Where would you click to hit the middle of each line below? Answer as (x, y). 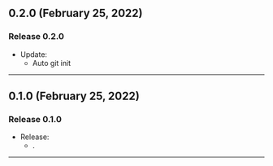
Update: (33, 54)
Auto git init (52, 63)
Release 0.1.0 (35, 119)
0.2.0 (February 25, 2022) (76, 13)
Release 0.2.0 (37, 37)
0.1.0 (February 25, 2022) (74, 96)
